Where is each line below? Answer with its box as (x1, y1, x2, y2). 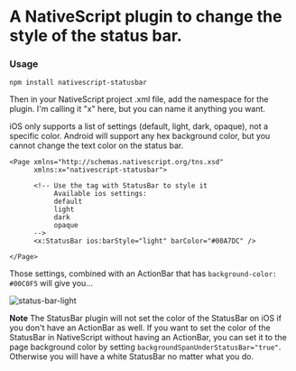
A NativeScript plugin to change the (9, 6, 282, 27)
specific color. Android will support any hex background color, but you (9, 131, 271, 142)
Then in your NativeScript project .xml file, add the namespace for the (9, 94, 269, 105)
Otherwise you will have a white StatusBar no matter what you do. (9, 351, 254, 362)
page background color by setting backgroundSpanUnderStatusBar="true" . (9, 341, 282, 353)
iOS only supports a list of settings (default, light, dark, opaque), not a (9, 121, 269, 132)
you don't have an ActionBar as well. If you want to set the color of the (9, 322, 271, 333)
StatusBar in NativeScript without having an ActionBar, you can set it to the (9, 332, 287, 343)
